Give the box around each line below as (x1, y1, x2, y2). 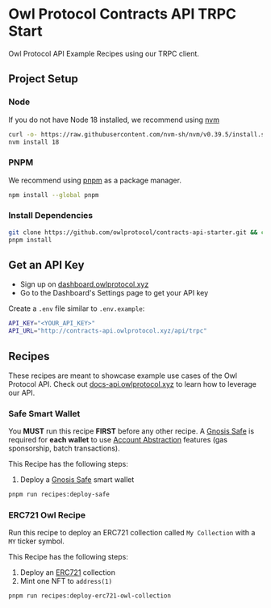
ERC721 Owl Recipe (8, 509, 86, 521)
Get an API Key (8, 258, 85, 271)
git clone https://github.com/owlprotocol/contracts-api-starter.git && (8, 228, 258, 237)
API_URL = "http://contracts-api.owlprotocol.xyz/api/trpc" (8, 327, 207, 335)
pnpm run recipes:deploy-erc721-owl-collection (8, 592, 172, 600)
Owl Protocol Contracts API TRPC (8, 5, 236, 23)
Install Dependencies (8, 210, 94, 221)
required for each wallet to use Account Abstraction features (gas (8, 435, 228, 445)
